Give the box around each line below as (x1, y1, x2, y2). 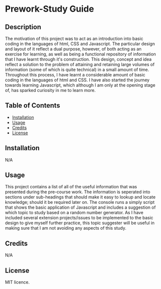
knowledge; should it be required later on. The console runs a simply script (5, 199, 155, 205)
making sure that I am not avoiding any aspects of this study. (5, 225, 127, 231)
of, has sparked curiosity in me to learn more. (5, 88, 96, 93)
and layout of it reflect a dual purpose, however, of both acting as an (5, 46, 142, 52)
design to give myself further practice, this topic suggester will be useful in (5, 220, 155, 226)
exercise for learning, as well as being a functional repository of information (5, 51, 156, 57)
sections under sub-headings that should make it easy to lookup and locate (5, 194, 156, 200)
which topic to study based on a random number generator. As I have (5, 210, 144, 216)
